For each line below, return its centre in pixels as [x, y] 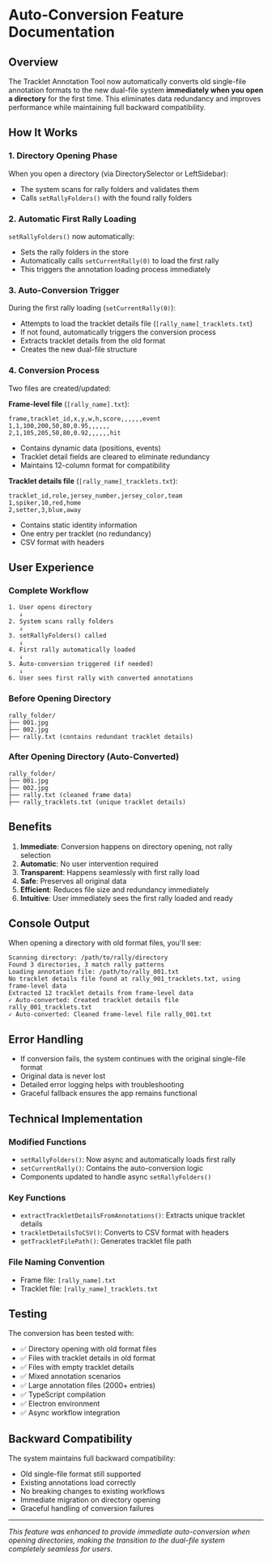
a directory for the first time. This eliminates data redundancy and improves [135, 98]
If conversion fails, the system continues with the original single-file [133, 1059]
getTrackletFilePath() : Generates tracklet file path [106, 1241]
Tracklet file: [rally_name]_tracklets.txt [89, 1288]
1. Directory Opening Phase [63, 156]
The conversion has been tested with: [71, 1334]
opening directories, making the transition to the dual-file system [117, 1540]
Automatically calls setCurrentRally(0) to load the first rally [119, 260]
